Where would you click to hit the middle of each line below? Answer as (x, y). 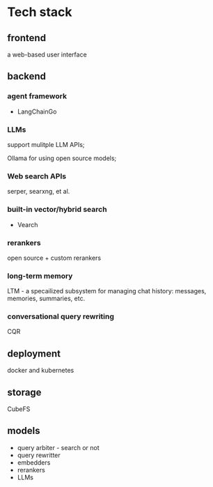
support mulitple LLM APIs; (46, 144)
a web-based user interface (47, 54)
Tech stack (40, 12)
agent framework (37, 96)
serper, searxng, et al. (39, 192)
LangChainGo (37, 111)
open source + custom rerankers (54, 258)
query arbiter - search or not (58, 447)
